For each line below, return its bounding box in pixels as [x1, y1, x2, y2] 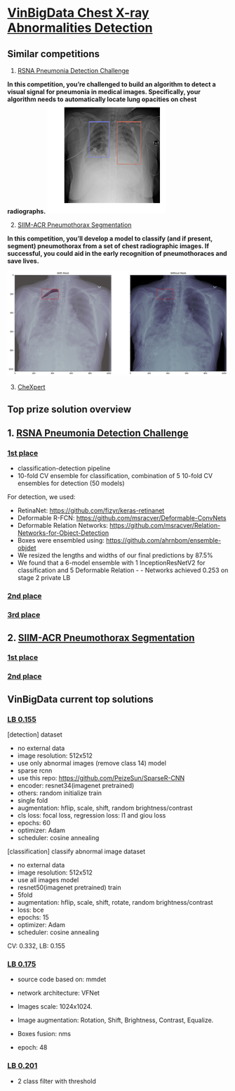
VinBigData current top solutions [7, 693, 154, 705]
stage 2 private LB [17, 574, 71, 582]
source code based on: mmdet [17, 975, 107, 983]
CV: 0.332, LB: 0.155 [7, 942, 65, 950]
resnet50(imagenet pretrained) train [17, 884, 121, 892]
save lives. [7, 257, 40, 265]
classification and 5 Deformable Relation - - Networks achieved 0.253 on [17, 566, 229, 574]
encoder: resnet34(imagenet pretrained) [17, 782, 135, 790]
